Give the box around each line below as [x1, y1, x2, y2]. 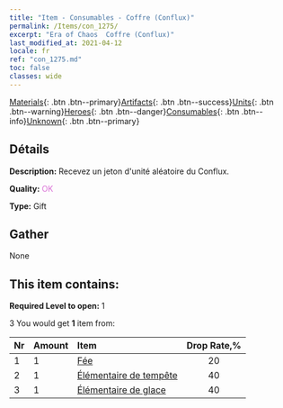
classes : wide [9, 72, 63, 81]
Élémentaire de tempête [76, 369, 178, 382]
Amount [32, 340, 69, 352]
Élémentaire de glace [76, 384, 166, 396]
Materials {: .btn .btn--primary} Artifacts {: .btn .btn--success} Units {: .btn [9, 96, 274, 107]
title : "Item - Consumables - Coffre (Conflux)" [9, 13, 195, 23]
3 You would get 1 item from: [9, 318, 115, 329]
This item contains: [9, 277, 119, 292]
